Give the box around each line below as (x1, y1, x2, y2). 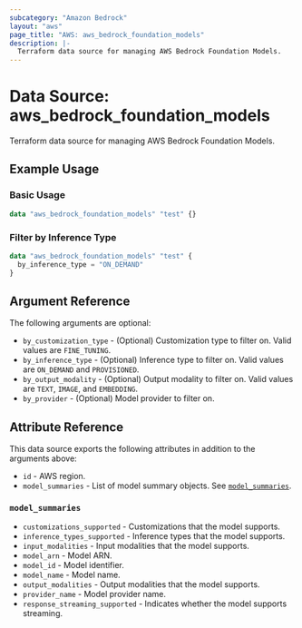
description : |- (9, 38, 71, 48)
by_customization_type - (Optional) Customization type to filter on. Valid (22, 335, 292, 346)
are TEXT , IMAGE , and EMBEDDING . (22, 383, 139, 395)
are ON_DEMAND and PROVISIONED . (22, 364, 140, 375)
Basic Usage (9, 189, 66, 201)
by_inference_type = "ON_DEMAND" (17, 260, 144, 269)
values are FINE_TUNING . (22, 345, 112, 356)
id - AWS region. (22, 471, 86, 482)
